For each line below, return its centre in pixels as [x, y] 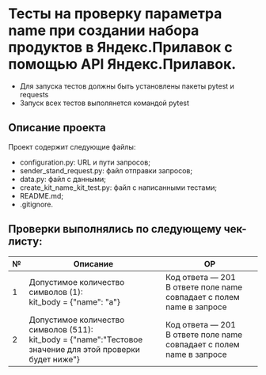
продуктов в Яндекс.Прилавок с [120, 47]
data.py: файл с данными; [63, 179]
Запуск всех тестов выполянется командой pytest [104, 103]
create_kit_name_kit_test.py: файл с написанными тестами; [118, 187]
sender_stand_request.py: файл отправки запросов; [106, 170]
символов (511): [61, 329]
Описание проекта [57, 128]
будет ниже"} [55, 359]
